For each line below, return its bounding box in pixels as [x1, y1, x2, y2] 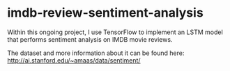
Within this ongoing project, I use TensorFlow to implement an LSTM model [7, 28, 223, 36]
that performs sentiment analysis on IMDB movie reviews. [7, 35, 173, 43]
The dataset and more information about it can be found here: [7, 49, 185, 57]
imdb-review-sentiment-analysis [7, 5, 204, 21]
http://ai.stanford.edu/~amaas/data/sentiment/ [7, 56, 141, 64]
